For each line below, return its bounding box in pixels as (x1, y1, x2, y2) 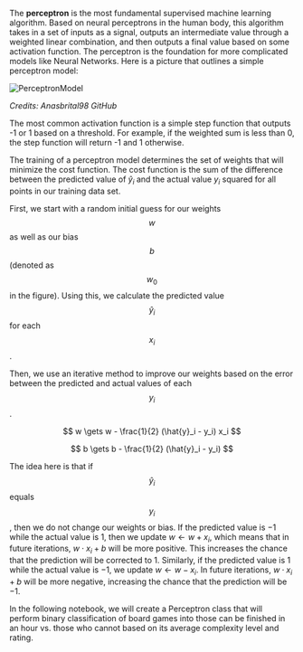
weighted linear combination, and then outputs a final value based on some (9, 36, 289, 47)
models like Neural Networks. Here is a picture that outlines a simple (9, 56, 264, 66)
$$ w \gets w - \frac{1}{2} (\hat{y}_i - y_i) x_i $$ (62, 425, 241, 437)
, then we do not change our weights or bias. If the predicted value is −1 (9, 522, 277, 533)
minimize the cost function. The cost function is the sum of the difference (9, 165, 283, 175)
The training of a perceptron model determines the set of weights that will (9, 155, 284, 165)
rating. (9, 632, 33, 643)
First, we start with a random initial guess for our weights (9, 203, 222, 213)
